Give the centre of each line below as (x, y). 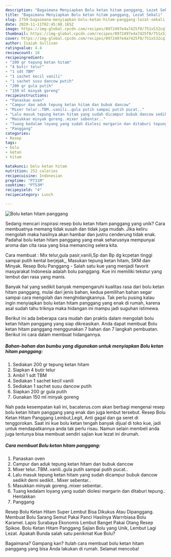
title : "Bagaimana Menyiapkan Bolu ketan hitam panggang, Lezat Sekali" (84, 15)
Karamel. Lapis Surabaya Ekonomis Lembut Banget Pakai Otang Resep (79, 522)
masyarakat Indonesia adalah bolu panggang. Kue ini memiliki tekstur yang (83, 271)
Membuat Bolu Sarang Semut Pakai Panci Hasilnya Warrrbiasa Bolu (76, 517)
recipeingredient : (25, 57)
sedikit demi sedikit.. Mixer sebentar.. (52, 480)
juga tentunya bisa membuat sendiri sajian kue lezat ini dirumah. (73, 434)
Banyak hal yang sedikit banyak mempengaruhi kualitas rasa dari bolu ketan (85, 287)
